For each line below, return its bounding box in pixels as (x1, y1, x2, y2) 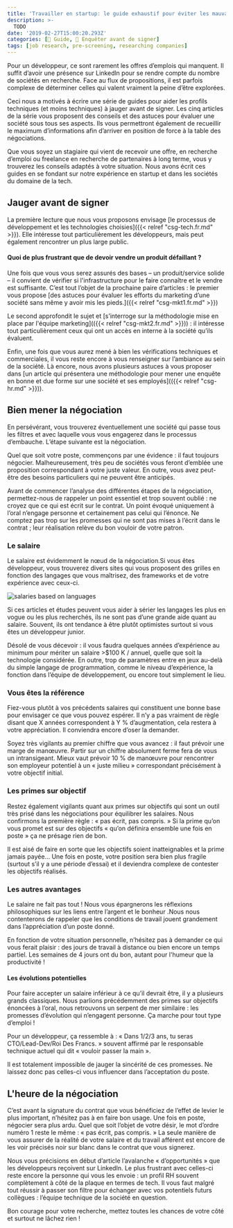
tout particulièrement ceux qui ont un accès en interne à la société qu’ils (7, 327, 214, 335)
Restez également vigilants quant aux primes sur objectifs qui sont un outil (7, 802, 220, 810)
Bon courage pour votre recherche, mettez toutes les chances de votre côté (7, 1207, 224, 1216)
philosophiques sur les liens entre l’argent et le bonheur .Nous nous (7, 907, 200, 916)
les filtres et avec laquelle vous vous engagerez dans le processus (7, 430, 197, 438)
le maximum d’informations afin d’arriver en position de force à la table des (7, 126, 221, 135)
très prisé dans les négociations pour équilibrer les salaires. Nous (7, 809, 194, 818)
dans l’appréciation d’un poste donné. (7, 923, 115, 931)
